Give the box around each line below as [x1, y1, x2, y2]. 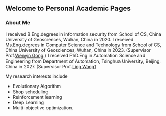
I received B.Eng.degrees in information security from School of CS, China [5, 31, 162, 37]
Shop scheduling [12, 89, 49, 95]
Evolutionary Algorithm [12, 83, 61, 89]
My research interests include [5, 73, 68, 79]
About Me [5, 19, 31, 26]
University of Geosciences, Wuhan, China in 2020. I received [5, 36, 134, 42]
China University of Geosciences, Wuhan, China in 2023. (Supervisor [5, 47, 151, 53]
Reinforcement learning [12, 94, 62, 100]
